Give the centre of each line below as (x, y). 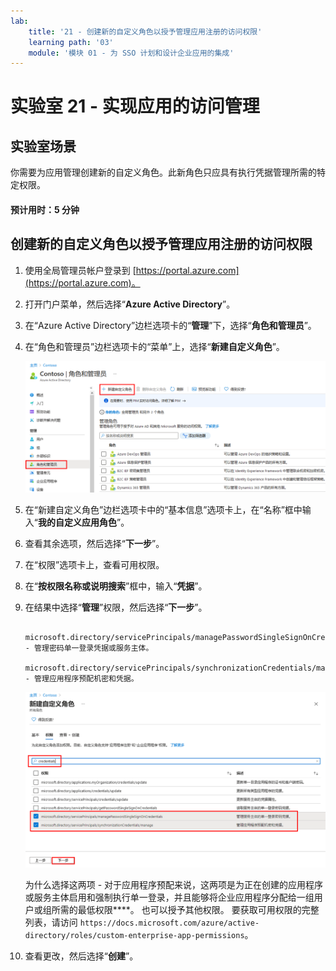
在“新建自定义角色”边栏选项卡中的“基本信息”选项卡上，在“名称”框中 (163, 509)
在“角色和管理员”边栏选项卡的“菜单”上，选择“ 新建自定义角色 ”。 (154, 346)
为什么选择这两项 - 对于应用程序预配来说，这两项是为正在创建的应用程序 (174, 885)
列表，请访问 (51, 922)
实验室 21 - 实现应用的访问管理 (135, 106)
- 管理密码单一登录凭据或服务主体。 (89, 648)
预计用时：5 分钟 (45, 209)
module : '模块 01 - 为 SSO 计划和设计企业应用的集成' (131, 53)
